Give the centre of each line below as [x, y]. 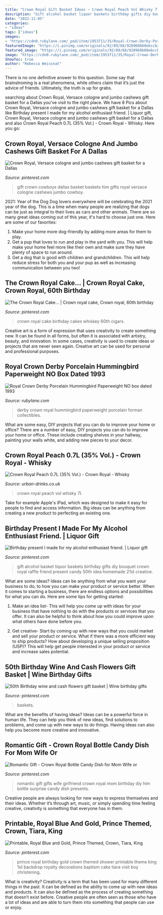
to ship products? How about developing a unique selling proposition [81, 641]
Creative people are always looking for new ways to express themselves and [81, 798]
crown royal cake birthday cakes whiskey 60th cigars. [71, 321]
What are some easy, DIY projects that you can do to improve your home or [80, 424]
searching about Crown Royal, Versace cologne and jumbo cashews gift [77, 97]
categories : [17, 23]
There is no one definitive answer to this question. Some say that [70, 78]
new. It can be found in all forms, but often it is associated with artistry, [76, 335]
